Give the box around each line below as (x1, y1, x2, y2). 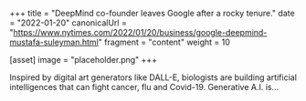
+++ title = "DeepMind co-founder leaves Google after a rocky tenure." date (9, 8, 295, 18)
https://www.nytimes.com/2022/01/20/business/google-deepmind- (13, 27, 268, 37)
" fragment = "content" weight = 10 (98, 36, 231, 47)
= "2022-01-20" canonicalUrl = (9, 17, 128, 28)
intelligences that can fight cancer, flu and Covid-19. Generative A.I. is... (9, 82, 280, 92)
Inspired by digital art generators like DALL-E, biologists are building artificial (9, 72, 297, 83)
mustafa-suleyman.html (9, 36, 99, 47)
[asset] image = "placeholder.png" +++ (9, 55, 158, 65)
